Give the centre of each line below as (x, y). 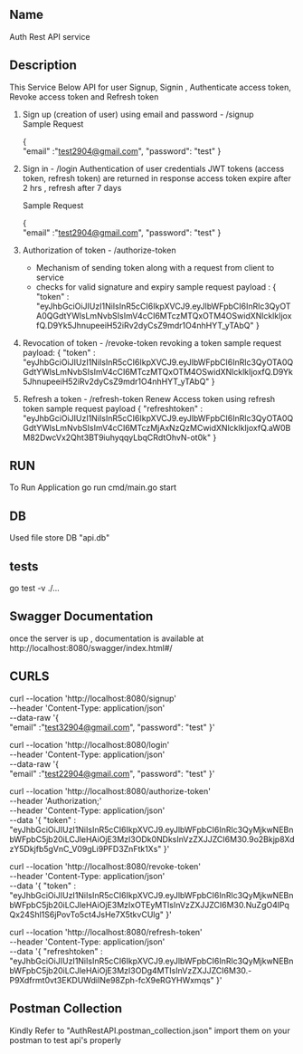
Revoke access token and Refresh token (84, 96)
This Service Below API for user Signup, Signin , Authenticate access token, (150, 87)
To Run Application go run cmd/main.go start (93, 487)
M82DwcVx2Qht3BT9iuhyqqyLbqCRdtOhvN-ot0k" (116, 437)
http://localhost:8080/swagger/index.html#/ (91, 647)
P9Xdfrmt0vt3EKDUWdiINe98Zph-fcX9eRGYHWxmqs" (112, 980)
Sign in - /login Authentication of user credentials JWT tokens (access (153, 168)
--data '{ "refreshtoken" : (56, 951)
